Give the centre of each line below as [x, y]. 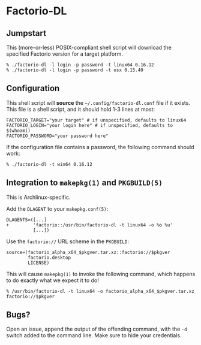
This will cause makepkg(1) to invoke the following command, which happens [101, 274]
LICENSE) [39, 263]
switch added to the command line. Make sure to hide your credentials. [94, 335]
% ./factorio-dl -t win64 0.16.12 [49, 164]
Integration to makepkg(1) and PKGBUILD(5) [85, 183]
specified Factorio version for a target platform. [64, 54]
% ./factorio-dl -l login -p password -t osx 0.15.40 [75, 70]
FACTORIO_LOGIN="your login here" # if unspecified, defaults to [89, 125]
